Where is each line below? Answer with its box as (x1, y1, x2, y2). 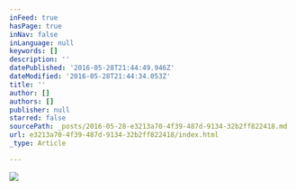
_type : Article (9, 139, 67, 148)
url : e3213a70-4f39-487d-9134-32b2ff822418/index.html (9, 131, 220, 140)
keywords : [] (9, 47, 58, 56)
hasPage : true (9, 22, 63, 31)
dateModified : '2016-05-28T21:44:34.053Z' (9, 72, 171, 81)
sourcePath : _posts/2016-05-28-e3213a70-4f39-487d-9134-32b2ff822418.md (9, 122, 288, 131)
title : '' (9, 80, 47, 89)
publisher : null (9, 105, 70, 114)
